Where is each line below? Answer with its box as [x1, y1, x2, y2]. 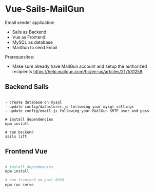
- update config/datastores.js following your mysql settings [5, 104, 134, 109]
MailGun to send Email [12, 44, 58, 50]
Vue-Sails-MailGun [5, 3, 85, 15]
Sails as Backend [12, 29, 47, 35]
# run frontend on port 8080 [5, 178, 64, 183]
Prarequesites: [5, 54, 35, 59]
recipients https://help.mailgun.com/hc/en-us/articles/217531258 [12, 68, 143, 74]
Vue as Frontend [12, 34, 46, 40]
